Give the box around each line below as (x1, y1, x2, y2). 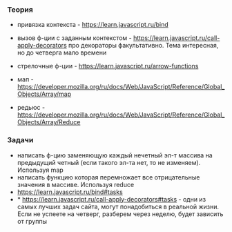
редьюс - (17, 104, 46, 112)
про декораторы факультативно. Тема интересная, (68, 41, 219, 50)
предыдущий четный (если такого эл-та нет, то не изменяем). (17, 158, 201, 166)
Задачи (7, 135, 34, 145)
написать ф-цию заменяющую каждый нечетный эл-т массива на (17, 151, 213, 159)
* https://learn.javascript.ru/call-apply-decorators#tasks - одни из (17, 195, 206, 203)
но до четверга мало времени (17, 48, 107, 57)
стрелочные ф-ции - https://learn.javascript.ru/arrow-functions (17, 62, 199, 70)
